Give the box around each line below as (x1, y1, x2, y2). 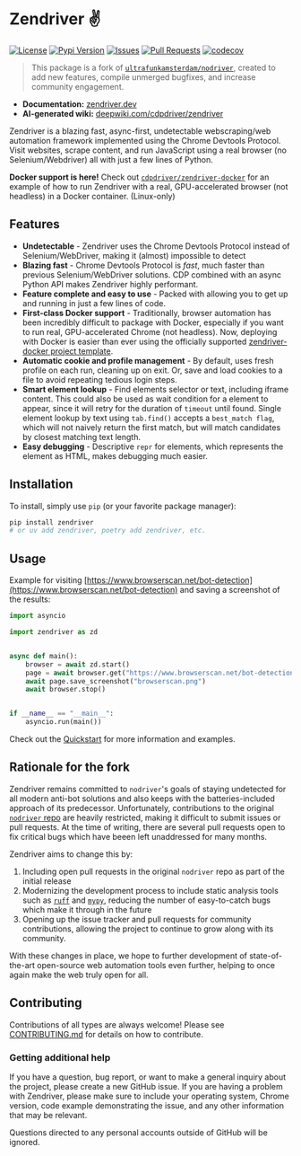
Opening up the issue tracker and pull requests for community (21, 913, 252, 924)
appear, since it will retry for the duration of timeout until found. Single (21, 402, 282, 413)
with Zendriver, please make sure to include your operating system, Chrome (9, 1090, 289, 1101)
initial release (21, 875, 72, 887)
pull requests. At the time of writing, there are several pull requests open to (9, 821, 286, 833)
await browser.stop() (25, 685, 106, 694)
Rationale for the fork (9, 760, 131, 775)
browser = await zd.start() (25, 659, 130, 669)
